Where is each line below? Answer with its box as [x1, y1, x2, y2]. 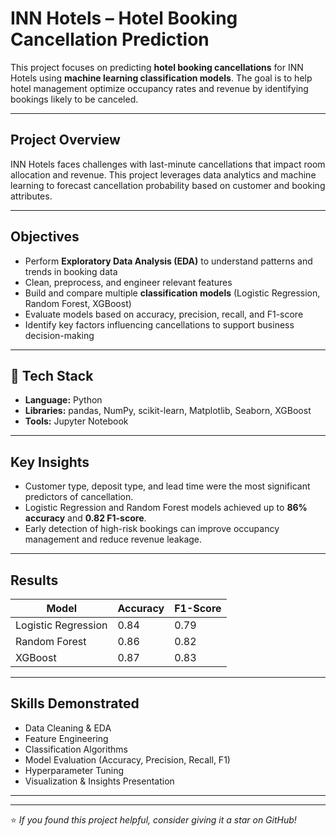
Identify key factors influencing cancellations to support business [24, 318, 295, 331]
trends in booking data [24, 265, 118, 277]
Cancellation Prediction [10, 28, 210, 51]
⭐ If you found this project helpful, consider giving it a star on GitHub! [10, 813, 297, 826]
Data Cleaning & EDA [24, 722, 112, 734]
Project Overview [10, 132, 121, 149]
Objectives [10, 228, 80, 246]
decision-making [24, 329, 95, 341]
